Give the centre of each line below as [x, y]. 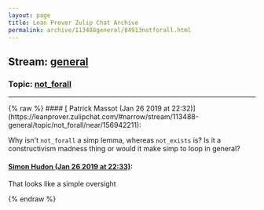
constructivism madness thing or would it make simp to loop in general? [125, 149]
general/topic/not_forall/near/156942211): [75, 125]
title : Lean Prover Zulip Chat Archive [73, 23]
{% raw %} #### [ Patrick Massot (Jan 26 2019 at [89, 109]
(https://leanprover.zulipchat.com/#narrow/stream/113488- [103, 117]
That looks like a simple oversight [62, 184]
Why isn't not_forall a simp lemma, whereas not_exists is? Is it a [115, 140]
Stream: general [48, 62]
